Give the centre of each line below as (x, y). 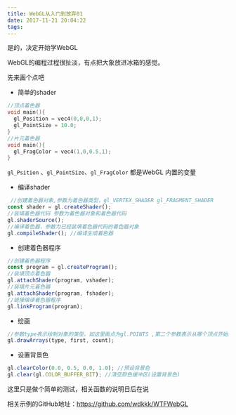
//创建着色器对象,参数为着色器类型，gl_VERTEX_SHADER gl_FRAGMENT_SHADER (112, 201)
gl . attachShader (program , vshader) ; (61, 281)
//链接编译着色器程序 (34, 300)
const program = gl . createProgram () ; (63, 268)
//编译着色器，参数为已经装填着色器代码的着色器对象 (73, 226)
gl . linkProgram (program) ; (45, 306)
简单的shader (37, 93)
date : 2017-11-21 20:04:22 (47, 20)
